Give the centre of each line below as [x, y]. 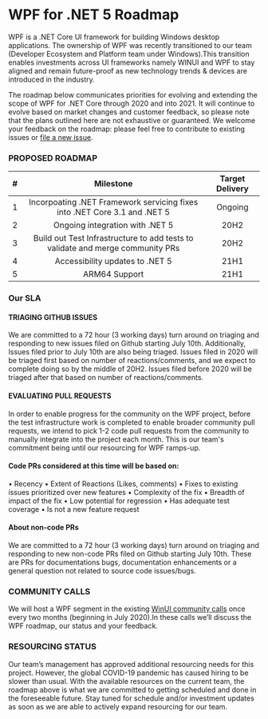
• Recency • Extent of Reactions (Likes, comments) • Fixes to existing [123, 483]
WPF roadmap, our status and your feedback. [83, 626]
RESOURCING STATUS [53, 647]
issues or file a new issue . [51, 137]
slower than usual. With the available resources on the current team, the [126, 681]
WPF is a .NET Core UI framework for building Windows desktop [114, 37]
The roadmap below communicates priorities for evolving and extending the [133, 94]
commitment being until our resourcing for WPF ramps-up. [104, 447]
